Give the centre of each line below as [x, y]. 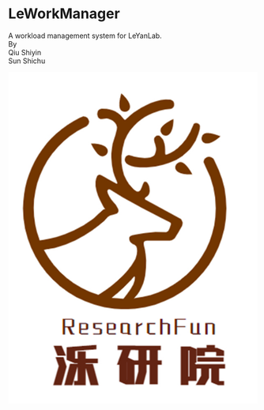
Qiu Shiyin [25, 52]
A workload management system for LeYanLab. [85, 36]
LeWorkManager [64, 14]
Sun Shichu [27, 61]
